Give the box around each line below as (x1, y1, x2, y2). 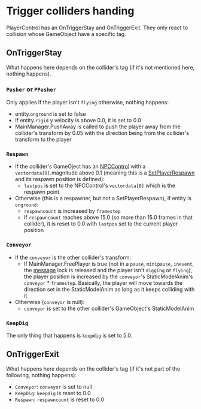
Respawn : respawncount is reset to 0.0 (14, 396, 105, 403)
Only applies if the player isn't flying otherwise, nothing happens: (6, 99, 169, 106)
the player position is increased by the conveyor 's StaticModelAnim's (23, 273, 193, 280)
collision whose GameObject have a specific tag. (6, 30, 127, 37)
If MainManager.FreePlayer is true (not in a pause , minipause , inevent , (23, 260, 194, 267)
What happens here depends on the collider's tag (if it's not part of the (6, 365, 181, 372)
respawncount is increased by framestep (23, 207, 121, 215)
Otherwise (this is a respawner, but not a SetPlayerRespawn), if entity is (14, 195, 192, 202)
